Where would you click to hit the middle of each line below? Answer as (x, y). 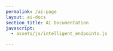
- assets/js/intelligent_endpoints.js (59, 34)
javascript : (20, 28)
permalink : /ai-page (31, 12)
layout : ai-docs (26, 17)
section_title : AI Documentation (47, 23)
